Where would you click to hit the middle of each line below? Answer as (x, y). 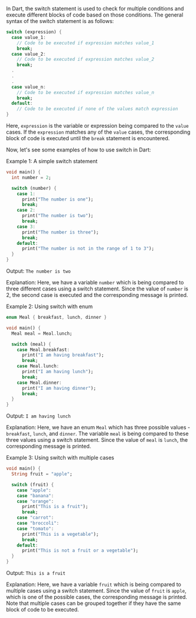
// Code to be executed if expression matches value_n (86, 92)
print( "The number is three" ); (60, 232)
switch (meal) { (31, 344)
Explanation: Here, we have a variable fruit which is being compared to (94, 584)
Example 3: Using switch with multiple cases (60, 458)
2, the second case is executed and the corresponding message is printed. (97, 295)
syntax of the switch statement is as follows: (60, 21)
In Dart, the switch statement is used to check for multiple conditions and (95, 9)
